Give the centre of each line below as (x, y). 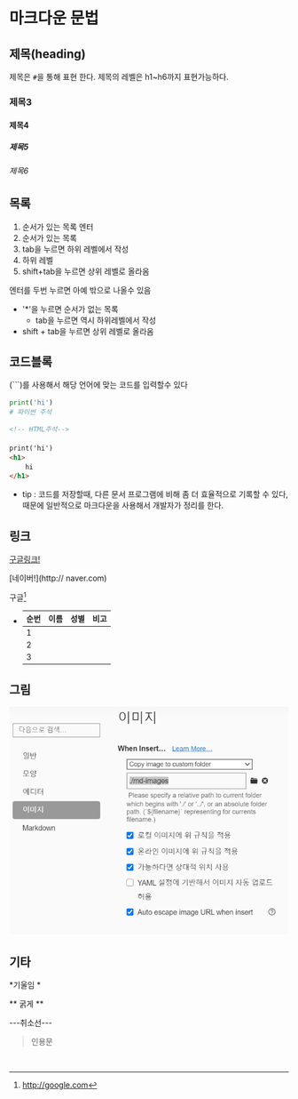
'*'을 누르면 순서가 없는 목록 (70, 309)
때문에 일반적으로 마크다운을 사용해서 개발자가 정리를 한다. (123, 505)
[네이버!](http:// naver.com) (58, 578)
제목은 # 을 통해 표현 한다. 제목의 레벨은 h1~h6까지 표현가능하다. (119, 77)
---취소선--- (31, 1023)
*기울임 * (25, 984)
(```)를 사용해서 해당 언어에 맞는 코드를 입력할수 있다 (98, 385)
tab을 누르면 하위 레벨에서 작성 (75, 249)
